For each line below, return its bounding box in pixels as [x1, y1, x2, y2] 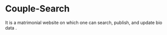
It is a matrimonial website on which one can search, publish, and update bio [5, 19, 163, 25]
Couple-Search [5, 3, 70, 14]
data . [5, 24, 17, 30]
